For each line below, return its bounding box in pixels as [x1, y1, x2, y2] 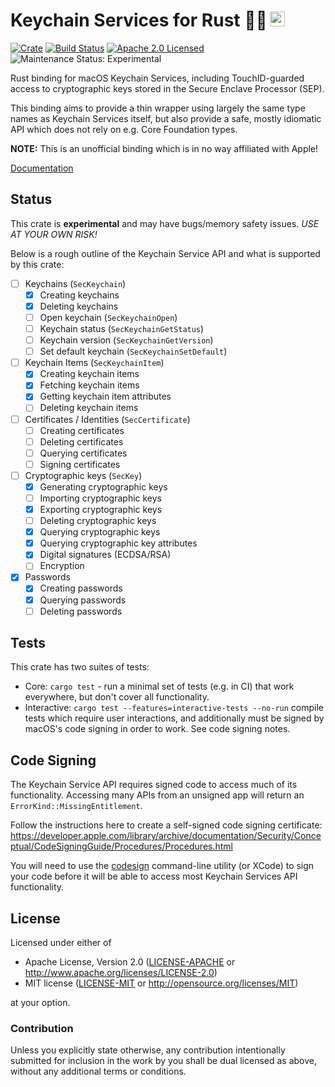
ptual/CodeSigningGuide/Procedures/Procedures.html [10, 840, 233, 853]
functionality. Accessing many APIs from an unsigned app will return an [10, 789, 305, 801]
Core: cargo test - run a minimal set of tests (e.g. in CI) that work [24, 680, 295, 693]
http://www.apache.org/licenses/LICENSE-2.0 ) [24, 967, 218, 979]
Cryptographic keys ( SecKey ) [24, 469, 143, 481]
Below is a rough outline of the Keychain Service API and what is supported [10, 247, 321, 259]
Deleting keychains [39, 300, 119, 312]
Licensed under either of [10, 937, 112, 949]
